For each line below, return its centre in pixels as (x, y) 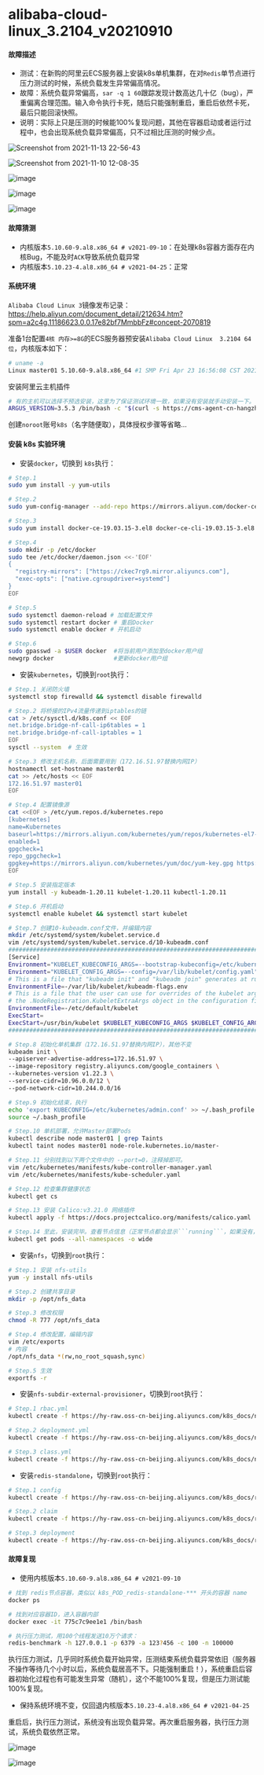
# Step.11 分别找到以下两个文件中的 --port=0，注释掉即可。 (97, 1160)
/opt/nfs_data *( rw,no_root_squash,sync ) (77, 1356)
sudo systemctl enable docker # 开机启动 (75, 630)
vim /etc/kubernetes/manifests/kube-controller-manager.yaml (110, 1167)
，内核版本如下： (41, 348)
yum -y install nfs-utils (50, 1277)
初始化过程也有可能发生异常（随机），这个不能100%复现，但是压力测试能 (132, 1679)
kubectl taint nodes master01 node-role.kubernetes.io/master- (114, 1146)
